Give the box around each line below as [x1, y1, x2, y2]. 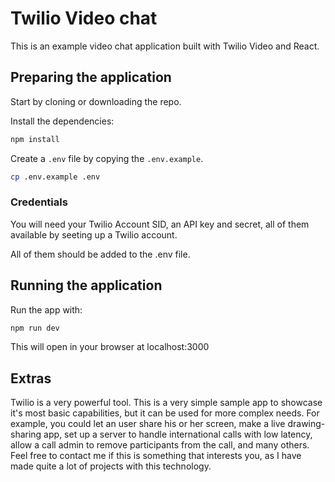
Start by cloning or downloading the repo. [10, 95, 182, 107]
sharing [10, 428, 42, 441]
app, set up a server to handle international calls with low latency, [43, 428, 313, 441]
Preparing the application [10, 69, 172, 86]
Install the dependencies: [10, 115, 115, 127]
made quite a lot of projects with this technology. [10, 460, 212, 472]
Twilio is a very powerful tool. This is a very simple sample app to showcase [10, 397, 323, 409]
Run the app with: [10, 303, 83, 316]
